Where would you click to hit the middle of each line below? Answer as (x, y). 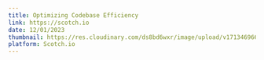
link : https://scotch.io (49, 23)
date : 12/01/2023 (37, 30)
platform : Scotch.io (42, 44)
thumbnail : (26, 37)
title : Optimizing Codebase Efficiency (73, 15)
